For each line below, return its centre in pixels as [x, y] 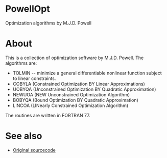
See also [24, 136]
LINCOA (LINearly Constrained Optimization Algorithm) [70, 106]
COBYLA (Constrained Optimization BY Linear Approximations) [79, 84]
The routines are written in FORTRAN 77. [48, 115]
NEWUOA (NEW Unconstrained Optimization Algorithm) [71, 94]
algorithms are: [21, 63]
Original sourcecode [34, 150]
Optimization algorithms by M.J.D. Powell [49, 23]
